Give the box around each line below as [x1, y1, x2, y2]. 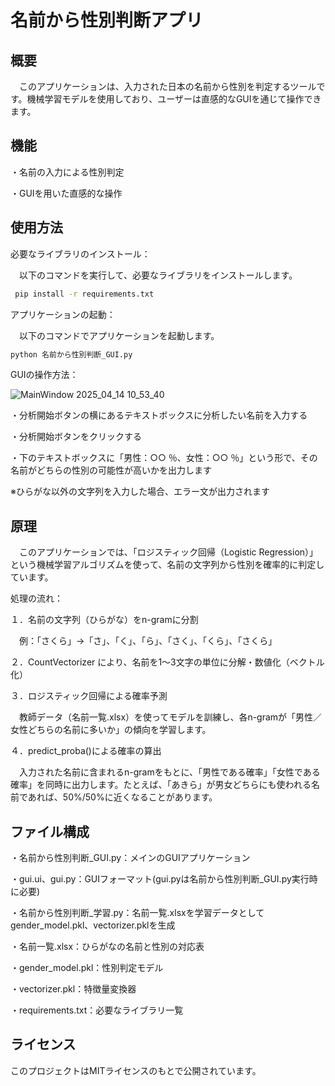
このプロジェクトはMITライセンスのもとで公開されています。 [10, 1064, 262, 1076]
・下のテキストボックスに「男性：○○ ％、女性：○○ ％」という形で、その [10, 452, 318, 464]
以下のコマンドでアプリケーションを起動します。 [18, 329, 220, 341]
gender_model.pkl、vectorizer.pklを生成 [10, 919, 176, 931]
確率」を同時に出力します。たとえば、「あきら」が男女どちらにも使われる [10, 779, 312, 791]
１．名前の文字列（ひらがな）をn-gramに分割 [10, 614, 199, 626]
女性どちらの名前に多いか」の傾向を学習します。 [10, 724, 212, 736]
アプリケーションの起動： [10, 308, 116, 320]
